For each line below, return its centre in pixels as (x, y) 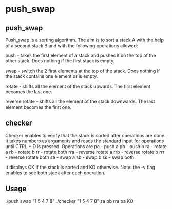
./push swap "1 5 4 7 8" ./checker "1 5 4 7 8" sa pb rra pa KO (69, 201)
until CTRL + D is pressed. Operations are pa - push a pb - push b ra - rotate (86, 146)
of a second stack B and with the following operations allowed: (72, 46)
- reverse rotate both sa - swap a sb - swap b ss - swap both (70, 157)
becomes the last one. (29, 92)
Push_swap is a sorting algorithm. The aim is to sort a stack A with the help (85, 40)
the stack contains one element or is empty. (52, 76)
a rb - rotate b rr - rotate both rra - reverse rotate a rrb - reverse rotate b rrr (85, 152)
